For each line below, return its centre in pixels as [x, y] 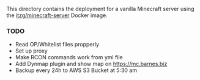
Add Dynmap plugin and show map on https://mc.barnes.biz [91, 64]
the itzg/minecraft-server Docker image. [57, 15]
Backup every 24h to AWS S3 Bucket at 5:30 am [76, 70]
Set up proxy [31, 51]
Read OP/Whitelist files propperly [57, 45]
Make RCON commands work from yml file [69, 57]
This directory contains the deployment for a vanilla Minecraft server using [100, 9]
